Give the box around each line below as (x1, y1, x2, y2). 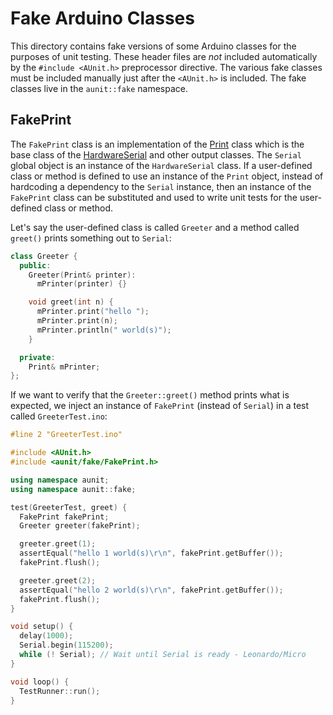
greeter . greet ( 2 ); (19, 575, 97, 586)
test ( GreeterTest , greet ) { (10, 502, 128, 512)
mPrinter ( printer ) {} (36, 279, 128, 289)
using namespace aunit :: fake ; (10, 484, 137, 494)
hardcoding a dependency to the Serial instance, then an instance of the (10, 180, 312, 192)
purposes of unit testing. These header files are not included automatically (10, 50, 318, 62)
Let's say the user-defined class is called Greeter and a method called (10, 221, 300, 233)
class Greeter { (10, 251, 78, 261)
